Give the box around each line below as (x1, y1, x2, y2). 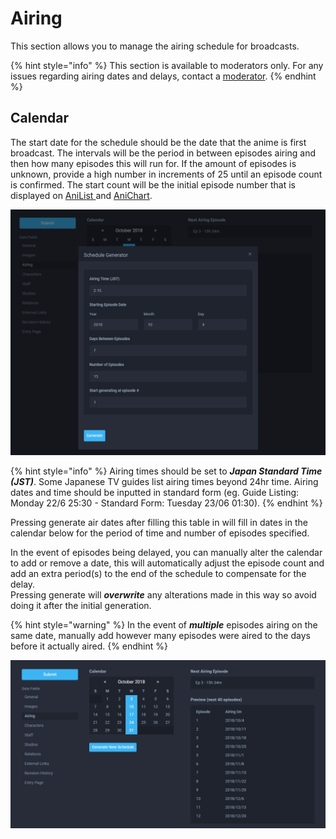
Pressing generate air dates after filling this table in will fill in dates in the (10, 516, 308, 528)
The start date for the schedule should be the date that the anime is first (10, 136, 307, 148)
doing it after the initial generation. (10, 599, 152, 611)
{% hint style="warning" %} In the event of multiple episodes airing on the (10, 618, 318, 631)
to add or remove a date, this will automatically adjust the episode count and (10, 557, 325, 569)
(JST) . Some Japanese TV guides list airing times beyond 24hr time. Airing (10, 475, 319, 487)
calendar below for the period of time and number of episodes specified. (10, 527, 310, 539)
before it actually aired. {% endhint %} (10, 640, 169, 652)
